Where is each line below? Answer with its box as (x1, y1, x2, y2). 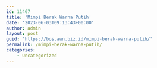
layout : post (6, 31, 39, 37)
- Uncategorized (17, 53, 58, 59)
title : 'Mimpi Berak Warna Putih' (6, 14, 92, 20)
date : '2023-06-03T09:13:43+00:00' (6, 20, 95, 25)
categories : (6, 47, 36, 53)
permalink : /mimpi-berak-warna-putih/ (6, 42, 102, 48)
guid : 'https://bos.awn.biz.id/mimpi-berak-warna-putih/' (6, 36, 153, 42)
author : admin (6, 25, 42, 31)
